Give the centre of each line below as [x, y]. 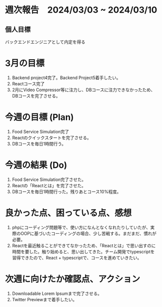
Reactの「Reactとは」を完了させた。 [49, 185]
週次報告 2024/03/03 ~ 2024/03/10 [81, 10]
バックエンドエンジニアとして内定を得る [45, 42]
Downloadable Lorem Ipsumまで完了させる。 [57, 293]
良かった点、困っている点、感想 [68, 213]
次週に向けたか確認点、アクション [73, 279]
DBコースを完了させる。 [36, 96]
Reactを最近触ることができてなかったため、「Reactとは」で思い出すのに [84, 245]
